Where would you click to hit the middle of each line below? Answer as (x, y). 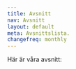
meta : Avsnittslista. (39, 33)
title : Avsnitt (29, 14)
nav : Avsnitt (26, 20)
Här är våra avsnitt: (35, 59)
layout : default (31, 26)
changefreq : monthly (37, 40)
